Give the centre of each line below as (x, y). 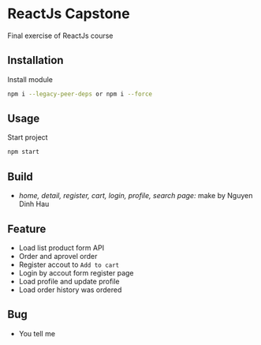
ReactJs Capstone (69, 14)
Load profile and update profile (69, 281)
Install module (30, 79)
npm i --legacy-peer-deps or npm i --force (80, 94)
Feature (27, 229)
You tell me (37, 333)
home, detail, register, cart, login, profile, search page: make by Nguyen (136, 196)
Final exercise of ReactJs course (60, 36)
